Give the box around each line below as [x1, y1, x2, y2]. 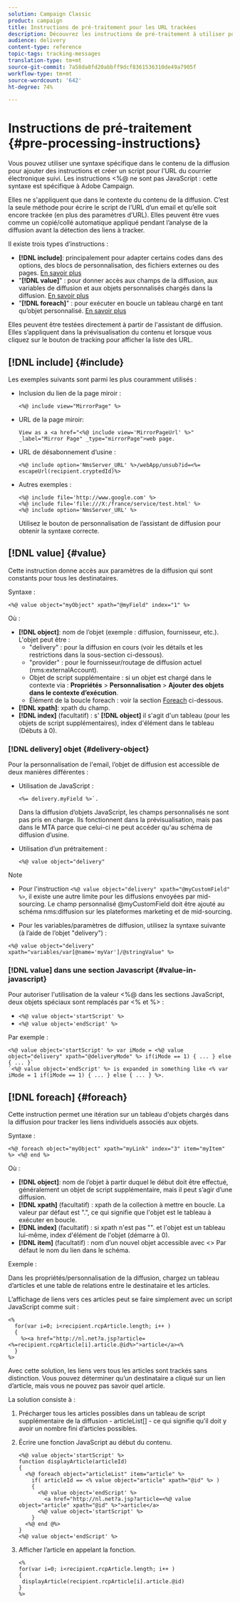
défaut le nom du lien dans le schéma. [18, 1246, 130, 1255]
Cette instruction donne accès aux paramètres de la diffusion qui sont [8, 566, 213, 575]
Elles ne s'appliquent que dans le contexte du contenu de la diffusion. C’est [8, 195, 229, 204]
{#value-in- [155, 966, 197, 975]
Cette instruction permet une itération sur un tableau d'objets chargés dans [8, 1110, 229, 1119]
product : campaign [8, 17, 63, 24]
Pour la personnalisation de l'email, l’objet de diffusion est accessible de [8, 760, 220, 769]
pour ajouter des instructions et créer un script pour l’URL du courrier [8, 167, 212, 175]
